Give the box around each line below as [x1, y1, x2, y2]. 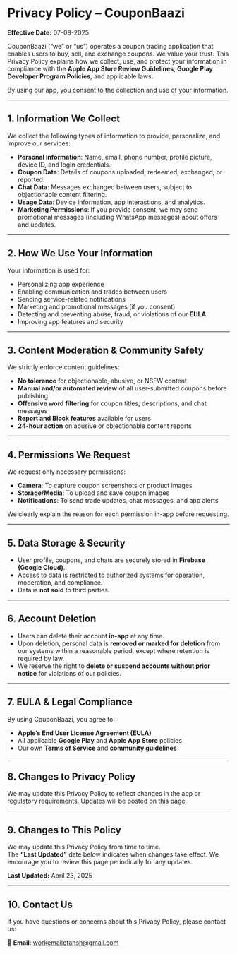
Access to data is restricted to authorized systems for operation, [17, 571, 205, 579]
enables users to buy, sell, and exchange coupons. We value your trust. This [7, 49, 229, 58]
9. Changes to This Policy [7, 824, 121, 836]
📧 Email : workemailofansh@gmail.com [7, 938, 119, 947]
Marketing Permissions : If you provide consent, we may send [17, 205, 199, 213]
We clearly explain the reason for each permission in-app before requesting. [7, 510, 229, 518]
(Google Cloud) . [17, 564, 66, 571]
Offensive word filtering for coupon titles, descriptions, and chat [17, 399, 207, 407]
